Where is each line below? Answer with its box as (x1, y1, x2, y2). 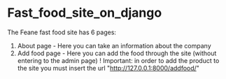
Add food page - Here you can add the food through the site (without (17, 49, 217, 57)
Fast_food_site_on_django (7, 5, 162, 21)
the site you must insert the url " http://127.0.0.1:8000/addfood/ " (17, 64, 199, 72)
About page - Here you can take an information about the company (17, 41, 211, 50)
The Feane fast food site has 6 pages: (7, 28, 117, 36)
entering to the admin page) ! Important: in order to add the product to (17, 56, 220, 64)
